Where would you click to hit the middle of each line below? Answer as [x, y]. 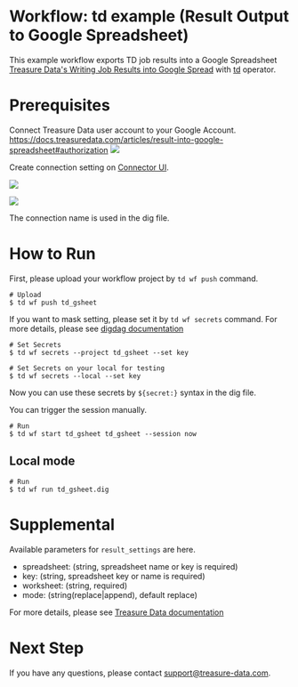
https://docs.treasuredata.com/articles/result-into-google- [117, 139]
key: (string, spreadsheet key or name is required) [114, 576]
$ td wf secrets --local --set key [75, 376]
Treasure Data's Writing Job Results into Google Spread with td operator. [143, 69]
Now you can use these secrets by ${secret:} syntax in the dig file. [133, 392]
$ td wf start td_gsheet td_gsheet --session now [103, 433]
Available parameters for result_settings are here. [102, 549]
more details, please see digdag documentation [97, 328]
